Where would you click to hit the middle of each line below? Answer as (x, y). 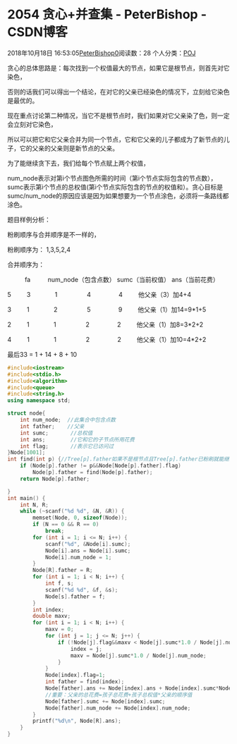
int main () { (26, 498)
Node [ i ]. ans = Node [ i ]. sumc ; (88, 551)
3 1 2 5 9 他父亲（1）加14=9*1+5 (107, 309)
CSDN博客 (38, 32)
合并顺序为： (26, 264)
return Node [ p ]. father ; (55, 479)
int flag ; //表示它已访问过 (67, 446)
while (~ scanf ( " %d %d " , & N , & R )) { (72, 511)
